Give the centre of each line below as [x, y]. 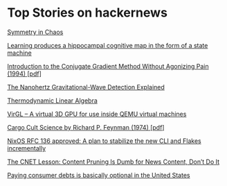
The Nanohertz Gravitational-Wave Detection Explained [86, 87]
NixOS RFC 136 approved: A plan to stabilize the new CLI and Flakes [105, 141]
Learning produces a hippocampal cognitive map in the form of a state [108, 45]
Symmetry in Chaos [35, 32]
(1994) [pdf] [24, 74]
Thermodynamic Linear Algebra [53, 100]
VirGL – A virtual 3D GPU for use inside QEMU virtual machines [97, 114]
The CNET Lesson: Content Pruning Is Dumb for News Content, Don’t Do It [113, 162]
